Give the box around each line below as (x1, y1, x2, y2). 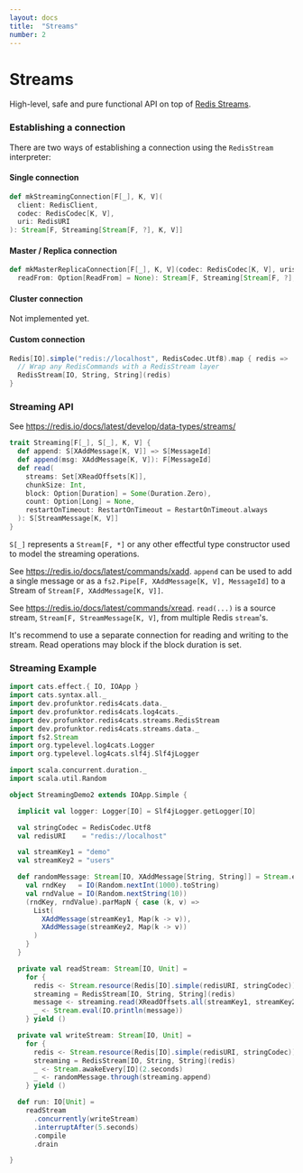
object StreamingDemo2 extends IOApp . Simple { (9, 790, 188, 799)
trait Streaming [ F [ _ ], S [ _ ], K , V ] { (9, 439, 151, 448)
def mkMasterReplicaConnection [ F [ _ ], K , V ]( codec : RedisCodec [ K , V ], (9, 265, 277, 275)
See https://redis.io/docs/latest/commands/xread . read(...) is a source (9, 602, 277, 613)
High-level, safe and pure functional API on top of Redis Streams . (9, 98, 252, 109)
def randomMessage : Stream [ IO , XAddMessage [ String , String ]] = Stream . (17, 872, 293, 881)
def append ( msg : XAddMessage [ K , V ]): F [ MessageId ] (17, 455, 212, 465)
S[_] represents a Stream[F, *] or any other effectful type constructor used (9, 538, 290, 549)
